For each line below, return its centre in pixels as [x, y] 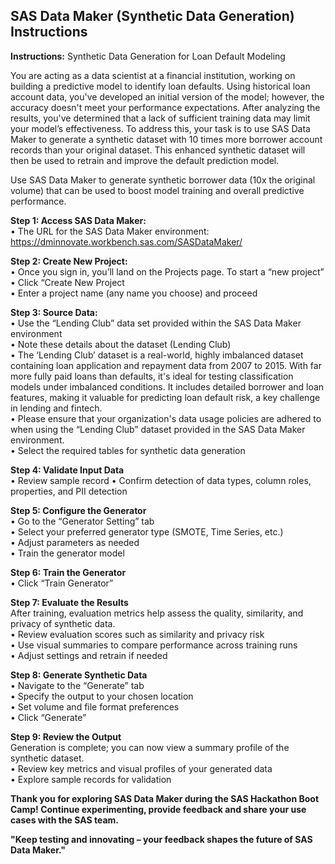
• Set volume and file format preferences [95, 706]
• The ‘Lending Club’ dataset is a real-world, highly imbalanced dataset [157, 355]
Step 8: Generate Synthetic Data [79, 675]
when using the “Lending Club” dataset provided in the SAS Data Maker [158, 429]
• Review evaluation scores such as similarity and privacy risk [137, 634]
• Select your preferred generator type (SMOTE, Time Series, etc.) [147, 531]
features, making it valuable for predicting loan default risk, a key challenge [165, 397]
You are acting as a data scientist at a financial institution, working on [153, 75]
